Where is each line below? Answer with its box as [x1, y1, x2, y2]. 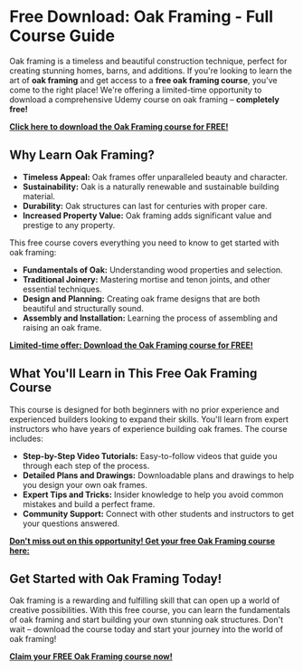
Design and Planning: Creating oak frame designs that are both [22, 292, 260, 304]
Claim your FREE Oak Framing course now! [9, 651, 174, 662]
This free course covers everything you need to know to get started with [9, 237, 279, 248]
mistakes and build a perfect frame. [22, 498, 156, 509]
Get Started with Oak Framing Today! [9, 570, 223, 586]
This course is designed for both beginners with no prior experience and [9, 404, 279, 415]
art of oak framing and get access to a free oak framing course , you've [9, 74, 278, 85]
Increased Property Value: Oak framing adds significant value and [22, 210, 272, 221]
